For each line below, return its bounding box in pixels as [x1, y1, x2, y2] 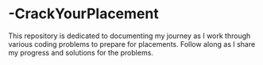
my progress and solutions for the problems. [8, 48, 153, 57]
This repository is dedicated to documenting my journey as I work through [8, 31, 251, 40]
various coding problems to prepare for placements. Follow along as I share [8, 39, 256, 48]
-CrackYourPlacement [8, 5, 159, 23]
